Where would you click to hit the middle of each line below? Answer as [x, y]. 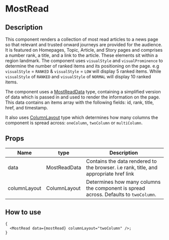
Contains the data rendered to [121, 161]
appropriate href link [110, 174]
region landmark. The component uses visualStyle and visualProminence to [84, 61]
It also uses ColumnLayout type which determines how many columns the [82, 117]
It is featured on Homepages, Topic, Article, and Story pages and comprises [84, 50]
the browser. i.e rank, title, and [122, 167]
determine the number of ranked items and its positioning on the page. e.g [82, 66]
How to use [23, 212]
